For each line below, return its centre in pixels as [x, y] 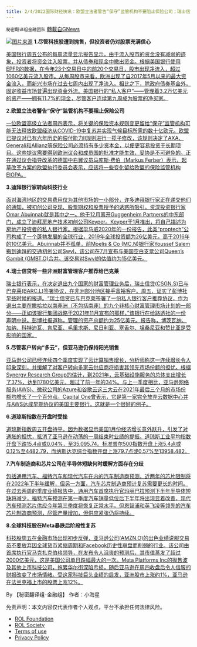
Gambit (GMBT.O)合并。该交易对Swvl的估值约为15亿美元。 [77, 258]
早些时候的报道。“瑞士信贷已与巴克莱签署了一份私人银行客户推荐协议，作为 [97, 298]
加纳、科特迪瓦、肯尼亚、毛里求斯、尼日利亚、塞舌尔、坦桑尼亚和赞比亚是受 [98, 328]
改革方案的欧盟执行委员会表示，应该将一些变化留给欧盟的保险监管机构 [96, 167]
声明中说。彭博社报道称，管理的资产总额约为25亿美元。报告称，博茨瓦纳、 [96, 320]
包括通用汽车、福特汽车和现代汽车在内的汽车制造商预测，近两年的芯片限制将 [98, 476]
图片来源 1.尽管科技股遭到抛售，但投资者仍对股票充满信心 [81, 41]
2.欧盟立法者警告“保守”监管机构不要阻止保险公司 [65, 111]
